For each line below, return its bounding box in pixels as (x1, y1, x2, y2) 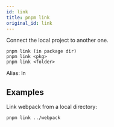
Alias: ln (6, 70, 26, 77)
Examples (6, 87, 44, 97)
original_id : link (6, 20, 52, 26)
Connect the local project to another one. (6, 37, 109, 44)
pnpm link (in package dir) (6, 48, 77, 54)
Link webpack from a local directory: (6, 103, 98, 111)
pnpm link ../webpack (6, 115, 61, 121)
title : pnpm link (6, 15, 50, 21)
